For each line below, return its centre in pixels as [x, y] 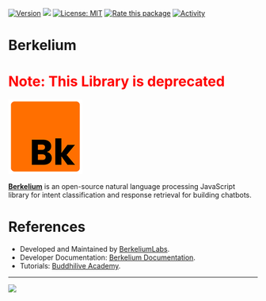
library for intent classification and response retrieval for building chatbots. [130, 195]
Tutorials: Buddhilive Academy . [70, 266]
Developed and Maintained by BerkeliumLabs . [95, 249]
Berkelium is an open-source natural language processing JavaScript [122, 187]
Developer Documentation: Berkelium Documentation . [108, 257]
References [47, 227]
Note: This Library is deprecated [117, 81]
